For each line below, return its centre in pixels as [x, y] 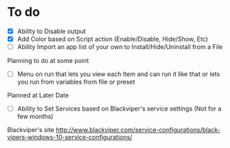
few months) [35, 117]
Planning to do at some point [48, 61]
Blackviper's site [31, 130]
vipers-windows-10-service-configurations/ [70, 137]
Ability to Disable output [52, 31]
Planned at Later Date [38, 95]
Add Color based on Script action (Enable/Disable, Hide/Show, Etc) [113, 39]
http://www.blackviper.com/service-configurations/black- [138, 130]
